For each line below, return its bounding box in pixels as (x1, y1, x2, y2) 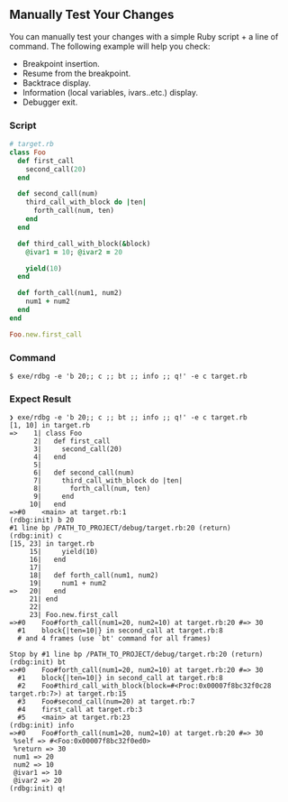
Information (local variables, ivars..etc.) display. (22, 87, 198, 97)
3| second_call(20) (32, 445, 123, 454)
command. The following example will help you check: (9, 41, 211, 51)
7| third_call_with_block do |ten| (32, 476, 183, 485)
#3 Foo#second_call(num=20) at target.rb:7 (17, 697, 195, 706)
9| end (32, 492, 75, 502)
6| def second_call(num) (32, 468, 135, 477)
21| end (29, 595, 58, 604)
